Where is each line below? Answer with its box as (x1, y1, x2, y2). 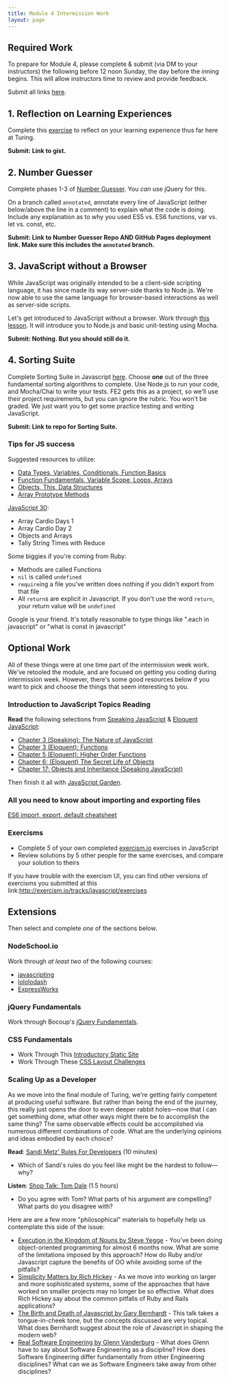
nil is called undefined (17, 573, 81, 581)
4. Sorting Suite (8, 354, 76, 366)
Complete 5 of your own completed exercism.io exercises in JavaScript (17, 844, 218, 852)
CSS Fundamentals (8, 1035, 73, 1044)
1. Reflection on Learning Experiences (8, 108, 172, 119)
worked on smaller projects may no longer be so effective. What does (17, 1287, 214, 1295)
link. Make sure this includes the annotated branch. (8, 240, 155, 249)
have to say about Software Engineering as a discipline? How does (17, 1345, 206, 1353)
